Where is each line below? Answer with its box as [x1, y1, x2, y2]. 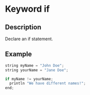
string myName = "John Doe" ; [5, 63, 64, 68]
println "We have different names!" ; [9, 81, 86, 86]
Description [5, 23, 41, 31]
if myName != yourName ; [5, 76, 54, 81]
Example [5, 50, 32, 58]
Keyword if [5, 3, 50, 15]
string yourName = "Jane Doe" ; [5, 68, 69, 72]
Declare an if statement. [5, 36, 54, 42]
